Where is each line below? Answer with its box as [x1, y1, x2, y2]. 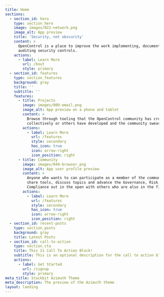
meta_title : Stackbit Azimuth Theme [5, 275, 80, 280]
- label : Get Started [18, 262, 62, 267]
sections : [5, 12, 25, 17]
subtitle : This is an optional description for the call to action [14, 253, 154, 258]
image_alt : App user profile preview [22, 166, 99, 171]
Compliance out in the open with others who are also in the [26, 184, 154, 189]
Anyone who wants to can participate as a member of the [26, 176, 145, 181]
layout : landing [5, 285, 38, 290]
